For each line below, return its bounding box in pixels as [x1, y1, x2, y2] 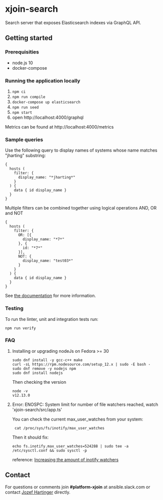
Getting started [5, 34, 53, 42]
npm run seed [12, 105, 39, 110]
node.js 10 [12, 60, 33, 66]
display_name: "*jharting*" [18, 175, 76, 180]
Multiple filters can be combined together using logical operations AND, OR [5, 205, 157, 211]
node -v [12, 389, 28, 394]
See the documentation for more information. [5, 293, 96, 299]
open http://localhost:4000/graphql [12, 114, 84, 120]
